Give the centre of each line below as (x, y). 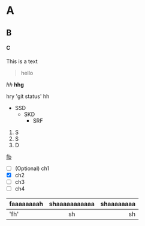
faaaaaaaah (26, 204)
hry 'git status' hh (28, 96)
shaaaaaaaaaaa (72, 204)
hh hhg (15, 84)
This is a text (22, 61)
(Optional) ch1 (32, 168)
